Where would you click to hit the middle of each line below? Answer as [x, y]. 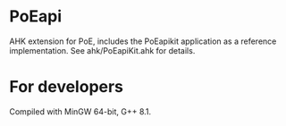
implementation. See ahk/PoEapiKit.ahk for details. [102, 50]
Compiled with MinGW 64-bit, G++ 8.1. [80, 111]
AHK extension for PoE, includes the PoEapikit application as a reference [143, 41]
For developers [66, 87]
